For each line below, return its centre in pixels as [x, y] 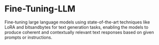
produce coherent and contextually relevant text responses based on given [79, 32]
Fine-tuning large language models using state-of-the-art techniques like [77, 22]
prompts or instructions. [29, 37]
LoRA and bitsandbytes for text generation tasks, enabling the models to [76, 27]
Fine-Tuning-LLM [40, 9]
